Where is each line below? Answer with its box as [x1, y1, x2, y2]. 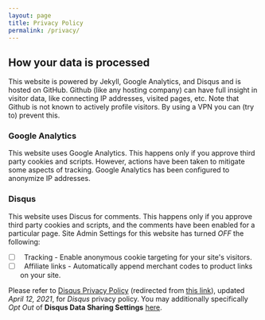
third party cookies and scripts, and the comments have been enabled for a [8, 220, 255, 229]
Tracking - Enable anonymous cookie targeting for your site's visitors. [23, 252, 252, 262]
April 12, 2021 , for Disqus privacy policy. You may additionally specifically [8, 294, 248, 303]
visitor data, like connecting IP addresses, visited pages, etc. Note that [8, 94, 240, 103]
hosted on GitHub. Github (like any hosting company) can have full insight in [8, 85, 258, 95]
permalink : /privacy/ [8, 26, 80, 34]
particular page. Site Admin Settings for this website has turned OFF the [8, 228, 244, 238]
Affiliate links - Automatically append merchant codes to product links [23, 261, 253, 271]
